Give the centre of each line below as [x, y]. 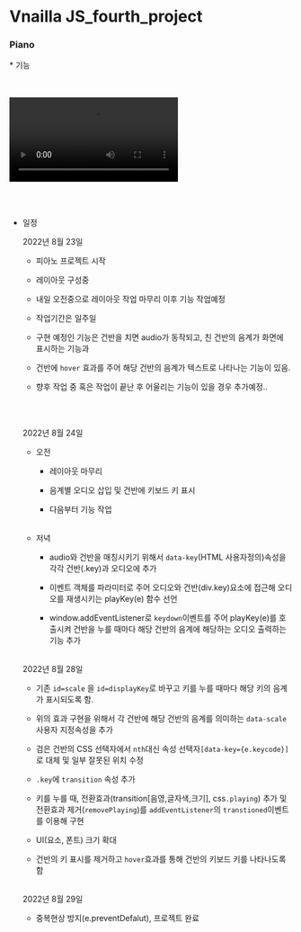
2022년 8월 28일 [53, 669]
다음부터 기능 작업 [80, 509]
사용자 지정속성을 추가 [75, 730]
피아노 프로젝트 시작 [71, 261]
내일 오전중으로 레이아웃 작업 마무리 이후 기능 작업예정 [131, 300]
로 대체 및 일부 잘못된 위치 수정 [89, 760]
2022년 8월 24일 [53, 433]
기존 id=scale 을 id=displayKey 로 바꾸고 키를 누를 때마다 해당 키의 [153, 688]
